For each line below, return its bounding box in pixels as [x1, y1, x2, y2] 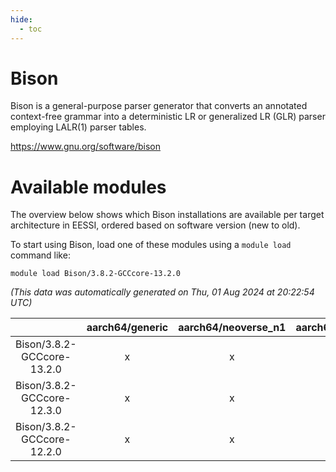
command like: [10, 249, 71, 261]
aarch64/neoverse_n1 [178, 321, 287, 335]
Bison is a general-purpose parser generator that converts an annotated [10, 100, 308, 112]
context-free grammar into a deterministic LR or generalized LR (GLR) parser [10, 111, 326, 123]
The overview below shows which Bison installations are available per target [10, 209, 325, 221]
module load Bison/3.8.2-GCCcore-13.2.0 [10, 269, 182, 279]
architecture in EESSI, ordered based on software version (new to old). [10, 219, 301, 231]
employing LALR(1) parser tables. [10, 121, 147, 133]
